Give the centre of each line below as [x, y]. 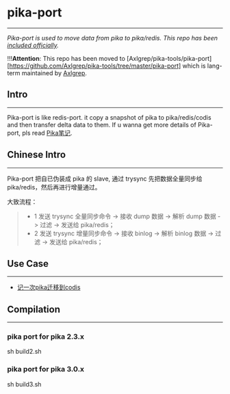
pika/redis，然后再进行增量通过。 [54, 187]
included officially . [33, 45]
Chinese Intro [37, 155]
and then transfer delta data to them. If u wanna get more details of [102, 124]
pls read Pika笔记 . [47, 133]
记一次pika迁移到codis [49, 287]
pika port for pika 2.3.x [46, 337]
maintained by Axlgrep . [54, 73]
